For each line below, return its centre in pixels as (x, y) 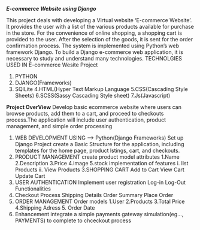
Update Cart (30, 176)
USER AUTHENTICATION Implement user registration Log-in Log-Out (100, 182)
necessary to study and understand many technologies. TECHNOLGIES (94, 58)
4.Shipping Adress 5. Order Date (55, 208)
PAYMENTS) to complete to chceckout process (73, 220)
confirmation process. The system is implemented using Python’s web (93, 46)
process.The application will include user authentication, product (86, 120)
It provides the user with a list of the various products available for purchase (100, 27)
